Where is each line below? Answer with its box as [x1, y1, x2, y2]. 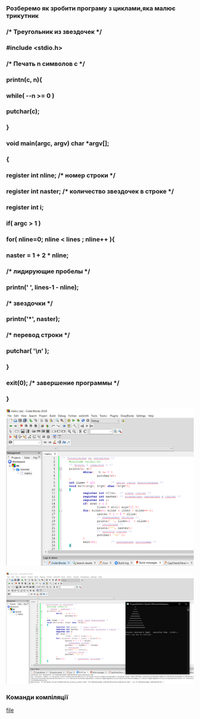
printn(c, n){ [6, 76, 43, 84]
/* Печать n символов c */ [6, 60, 85, 68]
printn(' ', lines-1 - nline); [6, 283, 79, 291]
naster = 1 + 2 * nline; [6, 251, 69, 260]
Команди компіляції [6, 693, 68, 701]
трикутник [6, 11, 39, 20]
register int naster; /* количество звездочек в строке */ [6, 187, 174, 196]
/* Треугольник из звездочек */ [6, 27, 102, 36]
